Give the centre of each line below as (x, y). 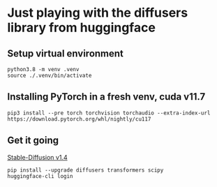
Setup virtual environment (66, 53)
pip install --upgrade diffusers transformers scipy (85, 170)
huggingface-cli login (40, 176)
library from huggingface (81, 28)
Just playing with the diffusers (98, 13)
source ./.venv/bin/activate (50, 75)
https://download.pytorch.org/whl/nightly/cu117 (79, 119)
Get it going (33, 141)
